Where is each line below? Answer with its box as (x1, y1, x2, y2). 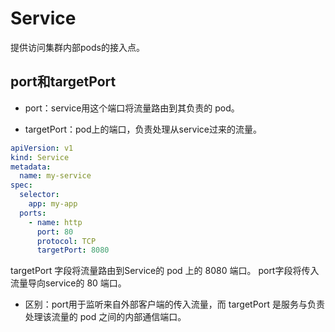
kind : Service (10, 152, 70, 162)
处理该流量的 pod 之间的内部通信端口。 (24, 311, 187, 323)
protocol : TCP (36, 236, 97, 246)
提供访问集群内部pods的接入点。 (10, 41, 145, 53)
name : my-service (19, 171, 92, 181)
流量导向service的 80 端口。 (10, 277, 127, 289)
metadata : (10, 162, 52, 172)
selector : (19, 190, 60, 200)
